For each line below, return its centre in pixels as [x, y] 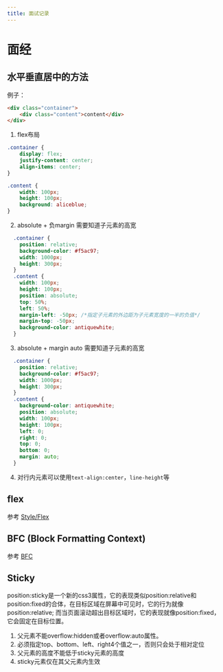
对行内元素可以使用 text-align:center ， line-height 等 [93, 477]
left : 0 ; [32, 431]
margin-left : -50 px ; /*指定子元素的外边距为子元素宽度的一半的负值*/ [110, 315]
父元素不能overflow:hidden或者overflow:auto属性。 [90, 636]
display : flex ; [41, 154]
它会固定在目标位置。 [37, 621]
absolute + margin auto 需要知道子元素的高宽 [81, 348]
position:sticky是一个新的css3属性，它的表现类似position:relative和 [102, 596]
